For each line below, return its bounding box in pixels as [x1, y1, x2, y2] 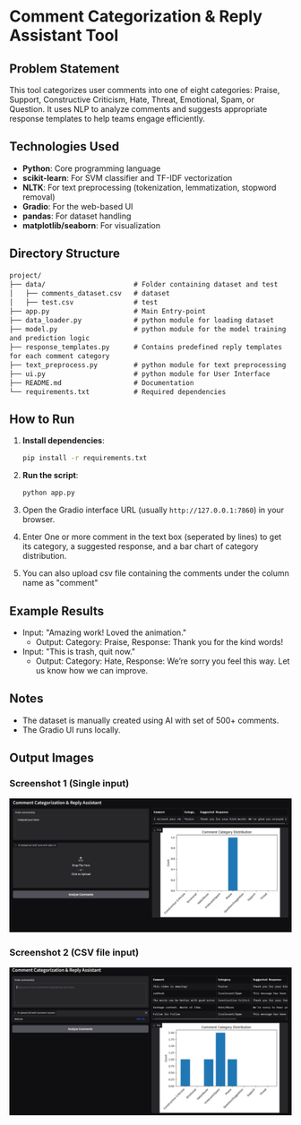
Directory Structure [9, 246, 121, 262]
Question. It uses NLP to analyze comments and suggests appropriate [9, 104, 268, 114]
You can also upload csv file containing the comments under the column [21, 568, 289, 579]
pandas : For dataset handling [21, 210, 132, 221]
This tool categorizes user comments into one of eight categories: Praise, [9, 85, 280, 95]
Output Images [9, 751, 94, 766]
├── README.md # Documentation [9, 378, 194, 387]
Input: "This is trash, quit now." [21, 647, 136, 657]
